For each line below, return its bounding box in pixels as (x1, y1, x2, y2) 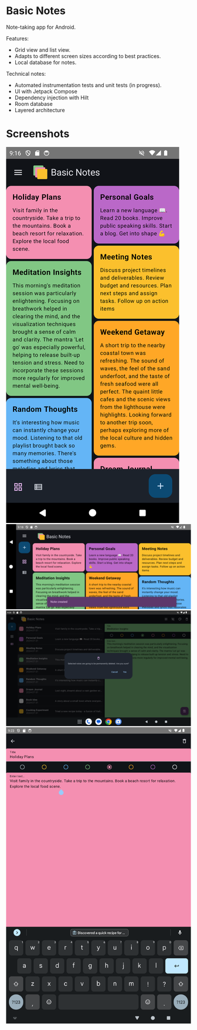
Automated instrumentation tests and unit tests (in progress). (14, 81, 162, 89)
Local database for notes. (14, 59, 77, 66)
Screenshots (6, 128, 70, 140)
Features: (6, 35, 29, 42)
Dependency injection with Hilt (14, 94, 89, 101)
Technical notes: (6, 70, 46, 77)
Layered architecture (14, 106, 66, 113)
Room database (14, 100, 53, 107)
